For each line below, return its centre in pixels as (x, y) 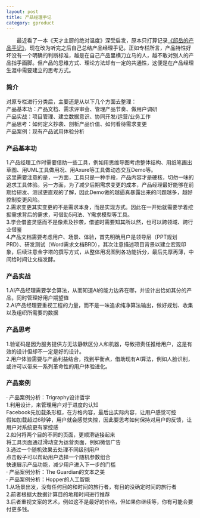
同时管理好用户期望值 (43, 298)
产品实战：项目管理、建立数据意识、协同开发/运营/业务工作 (79, 116)
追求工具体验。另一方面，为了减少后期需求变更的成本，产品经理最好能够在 (97, 184)
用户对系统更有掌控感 (32, 427)
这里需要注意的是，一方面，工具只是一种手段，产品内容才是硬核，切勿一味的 (100, 177)
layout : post (22, 12)
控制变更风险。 (24, 199)
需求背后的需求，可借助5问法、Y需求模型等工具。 (72, 214)
